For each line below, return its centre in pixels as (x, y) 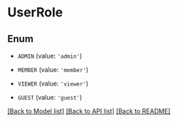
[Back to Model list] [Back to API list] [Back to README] (89, 111)
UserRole (35, 12)
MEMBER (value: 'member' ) (53, 70)
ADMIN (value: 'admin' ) (50, 56)
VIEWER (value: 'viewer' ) (53, 83)
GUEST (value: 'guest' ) (50, 97)
